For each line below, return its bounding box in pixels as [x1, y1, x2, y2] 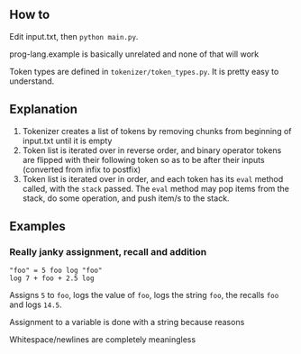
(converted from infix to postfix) [22, 164, 141, 175]
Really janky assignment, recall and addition [9, 245, 207, 258]
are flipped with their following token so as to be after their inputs [22, 154, 265, 165]
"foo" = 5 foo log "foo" [9, 266, 103, 276]
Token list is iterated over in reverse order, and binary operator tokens [22, 144, 282, 156]
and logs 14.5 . [9, 299, 63, 310]
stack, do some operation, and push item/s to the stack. [22, 193, 230, 204]
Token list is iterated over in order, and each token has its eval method [22, 173, 284, 184]
